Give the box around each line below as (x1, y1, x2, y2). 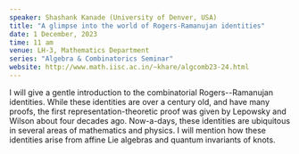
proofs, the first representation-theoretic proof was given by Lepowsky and (9, 106, 287, 117)
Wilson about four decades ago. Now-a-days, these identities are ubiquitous (9, 115, 291, 126)
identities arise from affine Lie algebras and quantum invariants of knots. (9, 134, 276, 145)
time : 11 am (9, 37, 54, 47)
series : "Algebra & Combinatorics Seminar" (9, 54, 174, 63)
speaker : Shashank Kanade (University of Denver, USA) (9, 12, 218, 22)
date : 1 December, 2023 (9, 29, 98, 38)
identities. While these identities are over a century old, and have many (9, 96, 270, 107)
